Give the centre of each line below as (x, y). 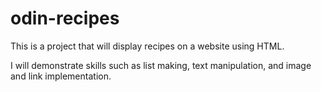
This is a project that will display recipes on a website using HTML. (147, 46)
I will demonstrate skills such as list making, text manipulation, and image (161, 65)
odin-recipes (65, 18)
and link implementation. (61, 76)
